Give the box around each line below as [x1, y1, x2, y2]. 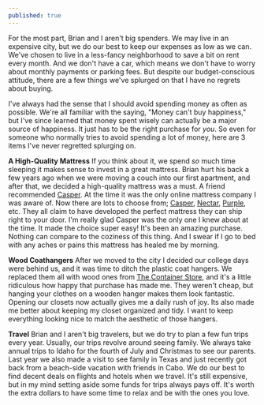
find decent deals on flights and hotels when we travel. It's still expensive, [8, 371, 248, 381]
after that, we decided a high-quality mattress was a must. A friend [8, 181, 225, 190]
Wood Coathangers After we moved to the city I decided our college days [8, 255, 250, 264]
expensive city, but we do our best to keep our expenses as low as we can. [8, 41, 252, 51]
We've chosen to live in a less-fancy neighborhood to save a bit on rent [8, 50, 240, 59]
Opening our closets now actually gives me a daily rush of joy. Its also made [8, 297, 255, 306]
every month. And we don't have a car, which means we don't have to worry [8, 58, 256, 68]
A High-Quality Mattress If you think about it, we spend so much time [8, 156, 236, 166]
